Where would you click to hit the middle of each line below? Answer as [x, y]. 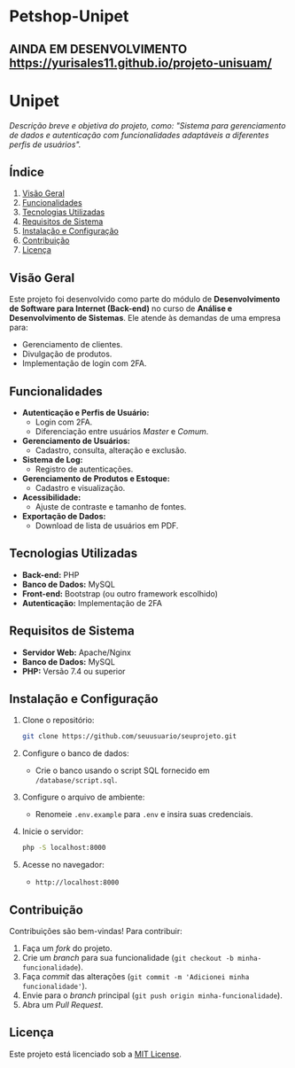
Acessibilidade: [51, 497]
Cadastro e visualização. [80, 487]
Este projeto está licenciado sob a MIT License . [95, 1054]
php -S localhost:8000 [64, 848]
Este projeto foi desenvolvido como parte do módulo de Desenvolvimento [145, 300]
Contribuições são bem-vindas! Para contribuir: [96, 931]
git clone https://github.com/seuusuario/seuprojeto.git [129, 737]
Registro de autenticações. [84, 469]
